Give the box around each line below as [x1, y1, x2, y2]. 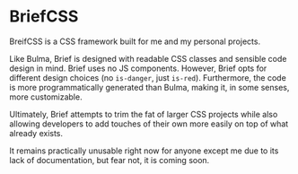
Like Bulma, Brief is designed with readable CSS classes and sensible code [9, 53, 287, 64]
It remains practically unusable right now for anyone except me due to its [9, 145, 279, 156]
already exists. [9, 127, 64, 138]
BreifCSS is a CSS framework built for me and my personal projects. [9, 36, 261, 47]
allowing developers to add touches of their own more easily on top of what [9, 118, 289, 129]
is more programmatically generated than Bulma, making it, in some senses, [9, 82, 290, 92]
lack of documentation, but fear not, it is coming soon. [9, 154, 210, 165]
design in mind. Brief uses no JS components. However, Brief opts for [9, 63, 267, 74]
